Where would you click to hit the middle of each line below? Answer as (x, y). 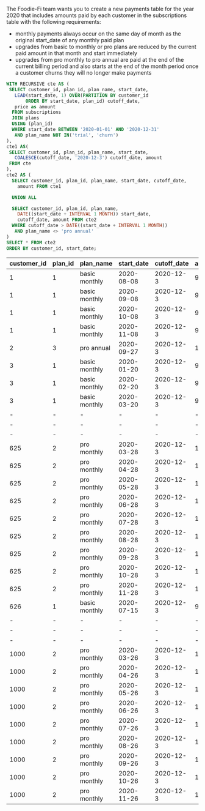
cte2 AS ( (19, 175)
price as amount (35, 107)
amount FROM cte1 (39, 186)
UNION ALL (24, 197)
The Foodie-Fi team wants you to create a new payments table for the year (100, 9)
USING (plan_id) (32, 124)
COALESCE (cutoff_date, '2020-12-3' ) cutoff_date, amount (88, 158)
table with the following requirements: (54, 22)
